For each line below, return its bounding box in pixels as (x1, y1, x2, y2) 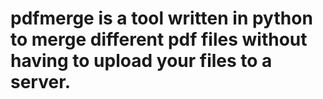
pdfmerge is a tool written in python (10, 7, 313, 30)
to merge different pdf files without (10, 28, 308, 51)
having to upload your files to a (10, 50, 273, 72)
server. (10, 71, 72, 94)
